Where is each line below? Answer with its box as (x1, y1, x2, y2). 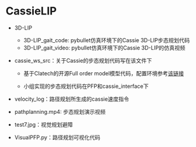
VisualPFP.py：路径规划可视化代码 (14, 134, 100, 141)
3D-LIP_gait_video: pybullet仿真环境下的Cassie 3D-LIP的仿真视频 (23, 44, 186, 51)
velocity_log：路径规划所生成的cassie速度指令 (14, 95, 129, 102)
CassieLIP (5, 4, 57, 18)
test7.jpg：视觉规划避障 (14, 120, 73, 128)
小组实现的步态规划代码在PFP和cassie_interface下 (23, 83, 149, 90)
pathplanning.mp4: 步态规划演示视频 (14, 108, 106, 115)
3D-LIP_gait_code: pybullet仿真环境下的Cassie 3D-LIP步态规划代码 (23, 36, 190, 43)
